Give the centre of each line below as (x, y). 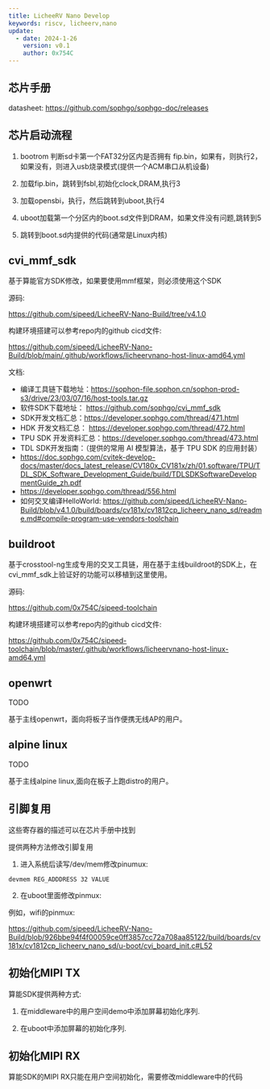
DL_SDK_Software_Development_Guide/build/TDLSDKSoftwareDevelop (138, 474)
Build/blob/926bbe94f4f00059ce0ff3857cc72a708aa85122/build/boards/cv (135, 937)
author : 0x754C (48, 53)
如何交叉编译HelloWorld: (60, 501)
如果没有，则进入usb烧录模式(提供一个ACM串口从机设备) (114, 166)
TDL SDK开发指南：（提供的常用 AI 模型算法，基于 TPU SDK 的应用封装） (141, 448)
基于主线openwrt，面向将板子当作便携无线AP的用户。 (98, 719)
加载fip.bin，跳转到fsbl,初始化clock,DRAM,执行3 (100, 183)
